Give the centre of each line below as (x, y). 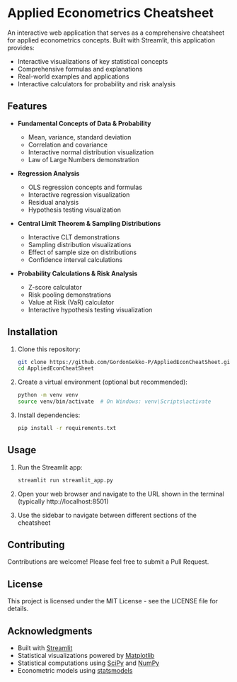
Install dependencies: (49, 415)
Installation (33, 332)
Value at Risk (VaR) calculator (71, 302)
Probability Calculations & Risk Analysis (77, 273)
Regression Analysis (48, 173)
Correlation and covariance (68, 144)
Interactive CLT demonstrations (74, 237)
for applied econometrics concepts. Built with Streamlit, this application (111, 40)
